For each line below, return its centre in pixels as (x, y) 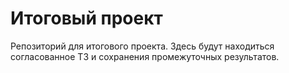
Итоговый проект (86, 18)
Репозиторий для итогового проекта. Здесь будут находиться (142, 46)
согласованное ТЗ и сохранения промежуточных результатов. (145, 56)
